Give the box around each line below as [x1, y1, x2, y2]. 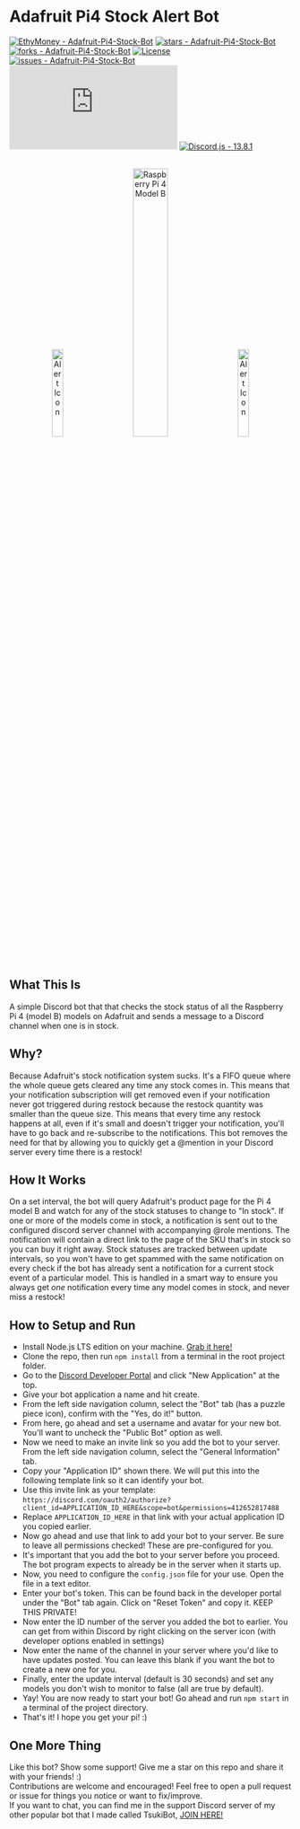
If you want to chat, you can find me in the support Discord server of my [9, 1800, 276, 1810]
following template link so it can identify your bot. [21, 1475, 204, 1486]
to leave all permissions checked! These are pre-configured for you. [21, 1540, 274, 1551]
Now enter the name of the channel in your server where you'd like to [21, 1645, 279, 1656]
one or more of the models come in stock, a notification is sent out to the [9, 1215, 278, 1227]
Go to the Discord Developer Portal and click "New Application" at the [21, 1370, 280, 1381]
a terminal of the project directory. [21, 1702, 150, 1713]
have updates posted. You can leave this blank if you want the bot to [21, 1655, 275, 1666]
